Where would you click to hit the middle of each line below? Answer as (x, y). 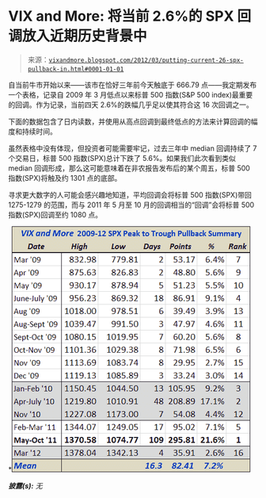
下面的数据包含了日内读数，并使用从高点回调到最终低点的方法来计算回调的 (129, 121)
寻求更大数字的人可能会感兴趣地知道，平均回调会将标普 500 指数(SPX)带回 (130, 194)
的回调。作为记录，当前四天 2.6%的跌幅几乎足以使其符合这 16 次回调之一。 (131, 105)
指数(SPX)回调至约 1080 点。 (55, 214)
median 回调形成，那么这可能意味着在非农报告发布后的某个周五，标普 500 (129, 168)
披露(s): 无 (25, 485)
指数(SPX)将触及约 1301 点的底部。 (65, 178)
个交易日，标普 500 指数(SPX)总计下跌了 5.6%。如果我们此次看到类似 (122, 158)
